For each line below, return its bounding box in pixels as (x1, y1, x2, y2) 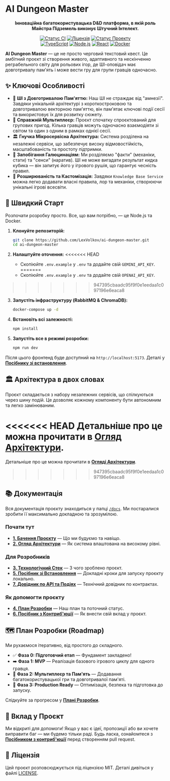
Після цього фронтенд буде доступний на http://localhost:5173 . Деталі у (5, 354, 165, 360)
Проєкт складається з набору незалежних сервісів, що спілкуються (5, 391, 154, 398)
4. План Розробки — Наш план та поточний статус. (12, 605, 124, 612)
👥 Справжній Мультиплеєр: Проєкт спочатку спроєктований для (12, 117, 156, 123)
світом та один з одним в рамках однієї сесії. (12, 127, 112, 134)
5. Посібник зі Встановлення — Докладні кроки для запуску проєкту (12, 570, 164, 577)
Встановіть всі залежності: (12, 317, 73, 323)
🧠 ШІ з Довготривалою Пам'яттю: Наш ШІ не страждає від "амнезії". (12, 95, 164, 101)
